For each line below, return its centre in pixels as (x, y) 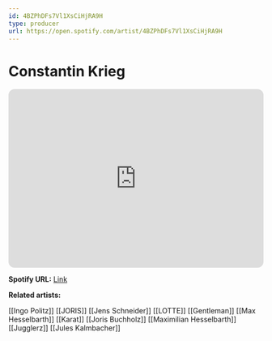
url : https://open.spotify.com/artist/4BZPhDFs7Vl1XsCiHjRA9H (115, 31)
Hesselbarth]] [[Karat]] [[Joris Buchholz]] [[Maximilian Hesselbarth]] (122, 319)
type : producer (34, 24)
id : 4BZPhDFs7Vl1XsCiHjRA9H (56, 16)
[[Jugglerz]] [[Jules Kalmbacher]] (65, 328)
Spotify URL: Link (38, 279)
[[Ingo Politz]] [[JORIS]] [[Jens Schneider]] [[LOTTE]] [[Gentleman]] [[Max (132, 311)
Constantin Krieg (67, 71)
